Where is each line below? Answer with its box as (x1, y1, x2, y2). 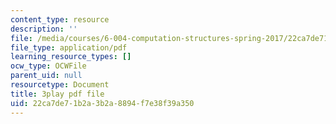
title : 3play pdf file (10, 89, 105, 99)
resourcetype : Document (10, 80, 110, 90)
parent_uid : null (10, 71, 83, 81)
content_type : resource (10, 14, 110, 25)
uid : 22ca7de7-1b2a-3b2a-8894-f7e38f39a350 (10, 98, 195, 108)
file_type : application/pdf (10, 42, 128, 53)
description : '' (10, 24, 78, 34)
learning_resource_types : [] (10, 52, 132, 62)
